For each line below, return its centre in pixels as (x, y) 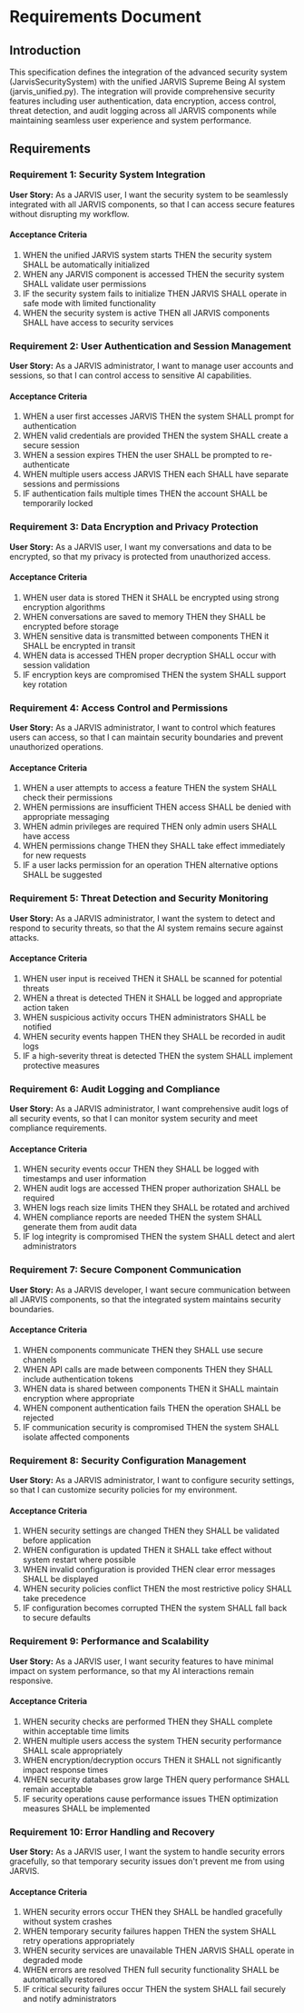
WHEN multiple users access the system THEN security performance (152, 1740)
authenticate (46, 464)
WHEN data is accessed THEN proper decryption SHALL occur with (149, 655)
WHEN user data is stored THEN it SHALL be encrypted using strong (151, 597)
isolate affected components (76, 1437)
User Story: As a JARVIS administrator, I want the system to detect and (142, 918)
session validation (56, 664)
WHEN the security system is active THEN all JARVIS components (146, 313)
